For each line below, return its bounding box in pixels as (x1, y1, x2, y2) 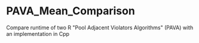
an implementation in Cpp (6, 30, 70, 37)
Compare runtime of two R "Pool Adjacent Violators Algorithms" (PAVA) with (6, 24, 194, 31)
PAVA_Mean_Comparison (6, 4, 136, 18)
